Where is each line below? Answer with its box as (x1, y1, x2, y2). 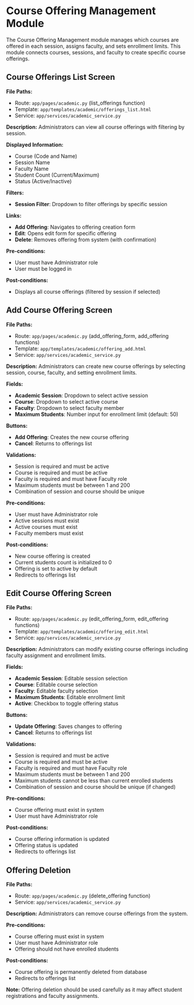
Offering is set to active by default (14, 565, 97, 572)
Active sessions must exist (14, 517, 80, 524)
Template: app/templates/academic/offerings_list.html (14, 105, 152, 113)
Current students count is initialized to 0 (14, 558, 112, 565)
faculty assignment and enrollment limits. (6, 652, 106, 659)
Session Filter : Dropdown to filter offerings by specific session (14, 200, 168, 207)
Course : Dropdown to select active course (14, 398, 119, 405)
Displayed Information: (6, 141, 64, 148)
